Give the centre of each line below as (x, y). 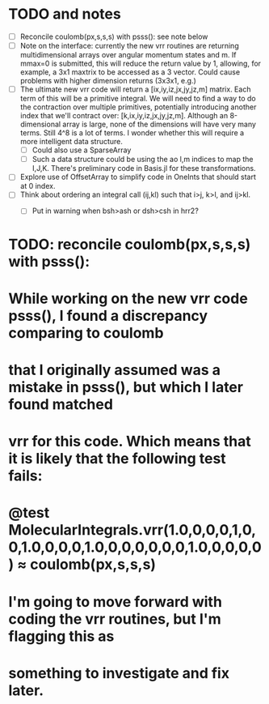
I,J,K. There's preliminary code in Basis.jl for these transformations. (144, 169)
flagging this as (61, 636)
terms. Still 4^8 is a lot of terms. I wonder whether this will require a (132, 133)
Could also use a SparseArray (82, 150)
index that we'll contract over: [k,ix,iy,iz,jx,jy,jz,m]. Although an (124, 116)
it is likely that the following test (117, 459)
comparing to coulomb (86, 333)
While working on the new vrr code (128, 299)
